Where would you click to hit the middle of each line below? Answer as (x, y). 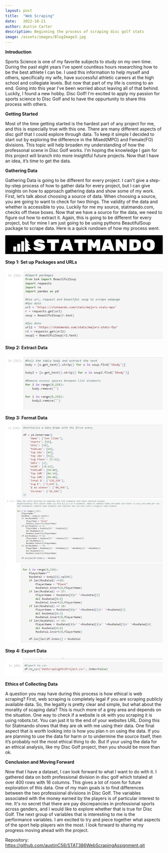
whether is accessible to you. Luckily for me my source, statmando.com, (80, 207)
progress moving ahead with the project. (47, 830)
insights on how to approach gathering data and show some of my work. (80, 191)
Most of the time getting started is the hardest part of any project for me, (80, 124)
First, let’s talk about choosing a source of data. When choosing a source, (81, 196)
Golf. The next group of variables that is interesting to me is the (70, 814)
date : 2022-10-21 (25, 21)
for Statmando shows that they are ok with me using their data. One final (80, 726)
